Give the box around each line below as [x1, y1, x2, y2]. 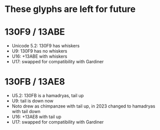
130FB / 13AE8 [4, 76, 65, 88]
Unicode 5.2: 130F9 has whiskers [11, 43, 80, 49]
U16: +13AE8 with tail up [11, 114, 61, 120]
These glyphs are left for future [4, 3, 136, 15]
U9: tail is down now [11, 98, 54, 104]
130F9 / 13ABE [4, 26, 65, 38]
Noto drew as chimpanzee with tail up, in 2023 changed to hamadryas [11, 103, 156, 109]
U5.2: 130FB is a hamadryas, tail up [11, 93, 84, 99]
